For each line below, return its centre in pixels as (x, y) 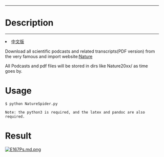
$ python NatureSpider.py (31, 104)
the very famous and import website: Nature (49, 56)
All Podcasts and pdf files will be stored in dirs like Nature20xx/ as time (77, 66)
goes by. (14, 71)
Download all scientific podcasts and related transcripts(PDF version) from (80, 51)
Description (29, 23)
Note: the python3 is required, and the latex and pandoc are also (75, 112)
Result (18, 136)
